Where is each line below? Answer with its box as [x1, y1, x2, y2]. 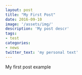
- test [5, 36, 19, 41]
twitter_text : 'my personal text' [5, 50, 79, 55]
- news [5, 45, 19, 50]
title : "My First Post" [5, 12, 56, 17]
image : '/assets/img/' [5, 21, 53, 27]
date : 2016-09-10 [5, 17, 42, 22]
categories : [5, 41, 31, 46]
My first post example [5, 64, 51, 70]
